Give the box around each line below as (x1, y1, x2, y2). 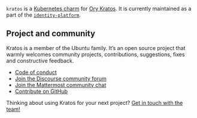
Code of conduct (14, 69, 57, 76)
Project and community (6, 29, 96, 39)
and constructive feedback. (6, 57, 74, 64)
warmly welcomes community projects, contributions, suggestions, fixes (6, 51, 185, 58)
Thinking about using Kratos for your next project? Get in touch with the (6, 99, 183, 106)
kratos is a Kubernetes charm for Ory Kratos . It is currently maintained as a (6, 5, 192, 12)
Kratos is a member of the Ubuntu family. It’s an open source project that (6, 44, 186, 51)
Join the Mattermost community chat (14, 81, 107, 88)
